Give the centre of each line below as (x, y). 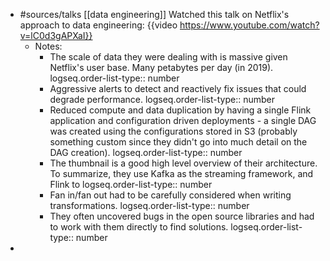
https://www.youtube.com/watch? (249, 25)
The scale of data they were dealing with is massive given (168, 57)
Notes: (48, 46)
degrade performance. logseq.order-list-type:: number (162, 99)
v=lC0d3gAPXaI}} (56, 35)
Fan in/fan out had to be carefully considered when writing (170, 195)
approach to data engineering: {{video (98, 25)
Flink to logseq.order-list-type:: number (131, 184)
